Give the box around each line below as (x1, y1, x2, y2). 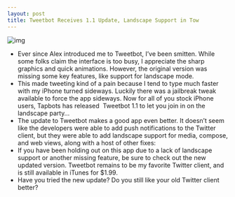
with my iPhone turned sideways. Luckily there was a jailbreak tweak (17, 87, 216, 95)
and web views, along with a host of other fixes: (17, 138, 156, 147)
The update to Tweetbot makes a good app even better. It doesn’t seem (17, 116, 224, 124)
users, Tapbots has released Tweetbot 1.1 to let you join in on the (17, 101, 206, 110)
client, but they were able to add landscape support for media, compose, (17, 131, 228, 140)
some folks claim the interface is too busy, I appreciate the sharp (17, 57, 205, 65)
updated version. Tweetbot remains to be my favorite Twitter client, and (17, 161, 224, 169)
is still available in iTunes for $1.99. (17, 168, 118, 177)
